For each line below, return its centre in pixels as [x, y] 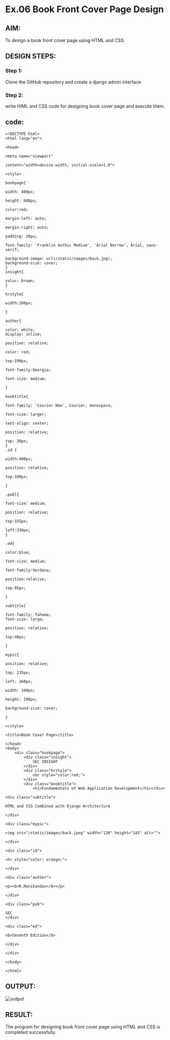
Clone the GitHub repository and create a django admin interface [73, 82]
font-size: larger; [26, 414]
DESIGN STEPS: [31, 56]
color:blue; [18, 552]
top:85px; [16, 588]
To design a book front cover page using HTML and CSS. [65, 40]
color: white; [20, 330]
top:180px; [17, 477]
